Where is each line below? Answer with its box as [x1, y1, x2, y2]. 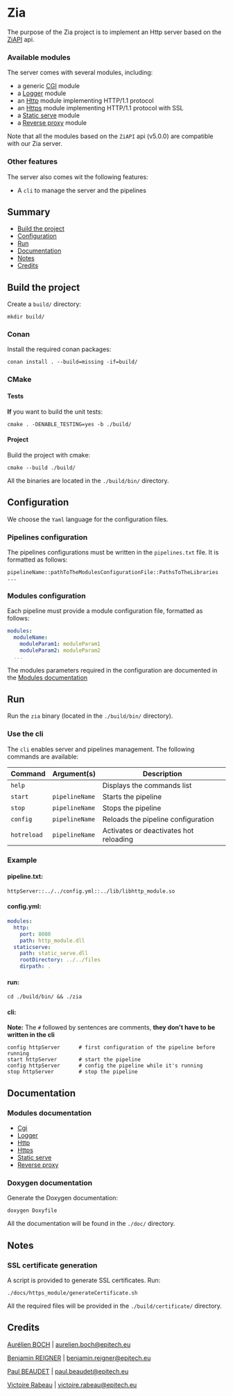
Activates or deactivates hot [102, 825, 194, 835]
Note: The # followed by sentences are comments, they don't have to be [7, 1023, 216, 1032]
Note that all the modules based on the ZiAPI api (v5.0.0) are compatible [7, 132, 214, 140]
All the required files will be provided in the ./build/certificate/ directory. [7, 1302, 222, 1310]
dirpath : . [19, 963, 51, 970]
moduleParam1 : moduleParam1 [19, 640, 101, 647]
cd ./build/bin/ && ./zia [7, 993, 82, 1000]
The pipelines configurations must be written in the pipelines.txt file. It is [7, 548, 219, 556]
